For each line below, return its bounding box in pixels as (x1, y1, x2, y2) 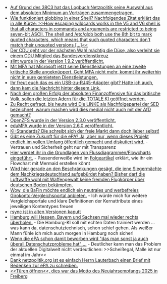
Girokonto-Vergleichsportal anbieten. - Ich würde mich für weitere (10, 192, 147, 198)
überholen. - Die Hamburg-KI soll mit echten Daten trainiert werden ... (10, 220, 155, 225)
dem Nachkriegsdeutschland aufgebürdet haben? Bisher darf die (10, 171, 145, 177)
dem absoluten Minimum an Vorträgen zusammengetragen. (10, 10, 134, 16)
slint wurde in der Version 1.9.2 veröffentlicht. (10, 58, 104, 64)
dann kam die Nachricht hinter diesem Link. (10, 85, 101, 91)
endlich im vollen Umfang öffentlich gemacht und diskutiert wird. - (10, 139, 148, 145)
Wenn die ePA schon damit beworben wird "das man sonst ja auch (10, 235, 149, 241)
